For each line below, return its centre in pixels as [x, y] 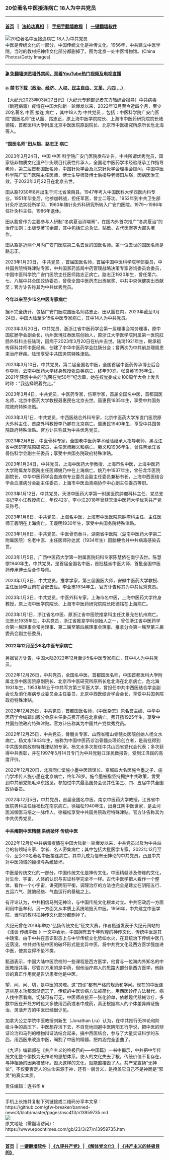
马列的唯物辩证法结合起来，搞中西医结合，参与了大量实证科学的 [89, 1033]
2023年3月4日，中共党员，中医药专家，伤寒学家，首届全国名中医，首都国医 [84, 394]
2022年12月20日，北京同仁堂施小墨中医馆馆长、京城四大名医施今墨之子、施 [84, 770]
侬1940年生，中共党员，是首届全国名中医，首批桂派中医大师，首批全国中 [81, 563]
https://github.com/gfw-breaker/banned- [48, 1107]
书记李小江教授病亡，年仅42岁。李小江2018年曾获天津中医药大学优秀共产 [81, 500]
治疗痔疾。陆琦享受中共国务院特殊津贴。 [51, 354]
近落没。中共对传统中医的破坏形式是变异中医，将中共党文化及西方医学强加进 [84, 944]
